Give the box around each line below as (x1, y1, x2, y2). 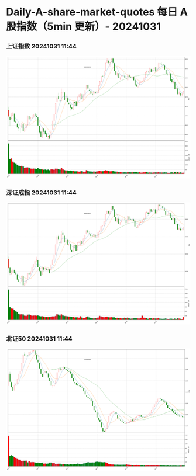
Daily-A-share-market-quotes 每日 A (6, 5, 188, 19)
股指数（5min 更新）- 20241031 (6, 20, 161, 33)
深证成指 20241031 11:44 (6, 188, 77, 196)
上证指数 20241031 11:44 (6, 42, 77, 50)
